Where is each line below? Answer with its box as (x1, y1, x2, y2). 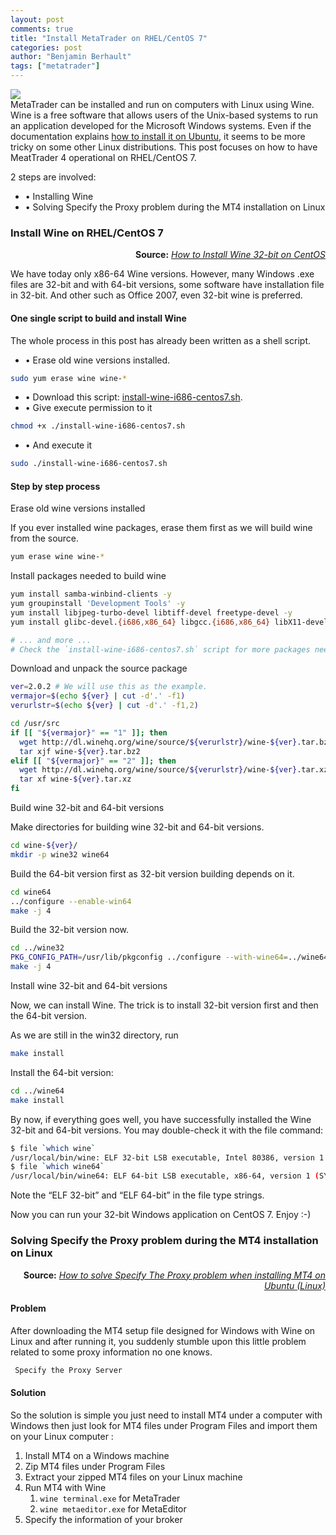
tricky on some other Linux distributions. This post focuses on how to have (10, 141, 318, 153)
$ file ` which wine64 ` (10, 1162, 105, 1172)
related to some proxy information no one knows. (10, 1346, 213, 1358)
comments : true (10, 24, 74, 34)
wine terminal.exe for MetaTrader (39, 1492, 181, 1504)
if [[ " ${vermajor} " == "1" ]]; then (10, 727, 168, 738)
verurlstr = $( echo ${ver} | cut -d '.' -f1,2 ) (10, 701, 199, 711)
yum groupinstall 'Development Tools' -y (10, 599, 186, 609)
